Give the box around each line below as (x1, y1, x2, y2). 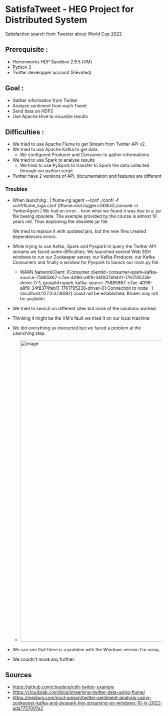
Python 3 (12, 64, 31, 70)
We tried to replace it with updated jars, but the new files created (12, 228, 146, 234)
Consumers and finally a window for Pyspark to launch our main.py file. (12, 259, 160, 265)
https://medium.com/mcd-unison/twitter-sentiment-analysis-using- (12, 694, 151, 701)
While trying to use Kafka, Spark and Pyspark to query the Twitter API (12, 243, 156, 249)
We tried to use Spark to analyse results (12, 157, 95, 163)
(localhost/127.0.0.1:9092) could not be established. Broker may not (19, 290, 158, 296)
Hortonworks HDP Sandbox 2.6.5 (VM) (12, 59, 92, 65)
